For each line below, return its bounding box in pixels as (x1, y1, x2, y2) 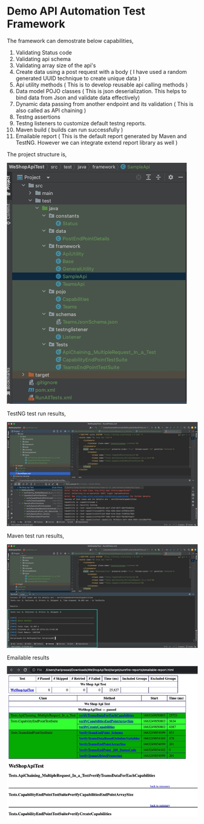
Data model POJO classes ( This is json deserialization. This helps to (15, 87, 187, 94)
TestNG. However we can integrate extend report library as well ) (15, 139, 178, 146)
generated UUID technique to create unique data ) (15, 74, 141, 82)
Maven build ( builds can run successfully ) (15, 126, 123, 133)
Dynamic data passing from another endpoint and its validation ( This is (15, 100, 194, 107)
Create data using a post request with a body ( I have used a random (15, 68, 187, 75)
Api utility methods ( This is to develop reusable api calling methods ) (15, 81, 188, 88)
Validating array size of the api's (15, 62, 96, 69)
